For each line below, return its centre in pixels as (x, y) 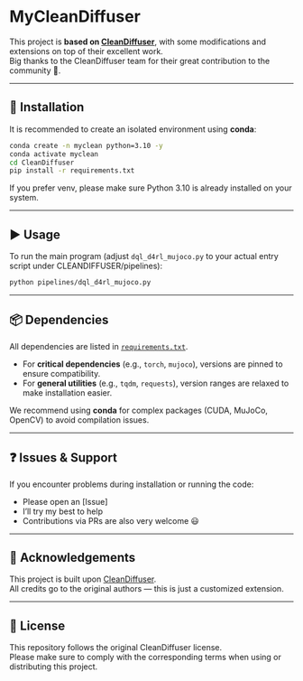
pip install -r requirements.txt (72, 171)
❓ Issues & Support (63, 458)
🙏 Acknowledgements (73, 557)
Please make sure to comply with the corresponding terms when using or (146, 658)
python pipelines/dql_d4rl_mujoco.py (80, 283)
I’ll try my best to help (63, 511)
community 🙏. (35, 70)
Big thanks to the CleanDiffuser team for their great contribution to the (140, 61)
